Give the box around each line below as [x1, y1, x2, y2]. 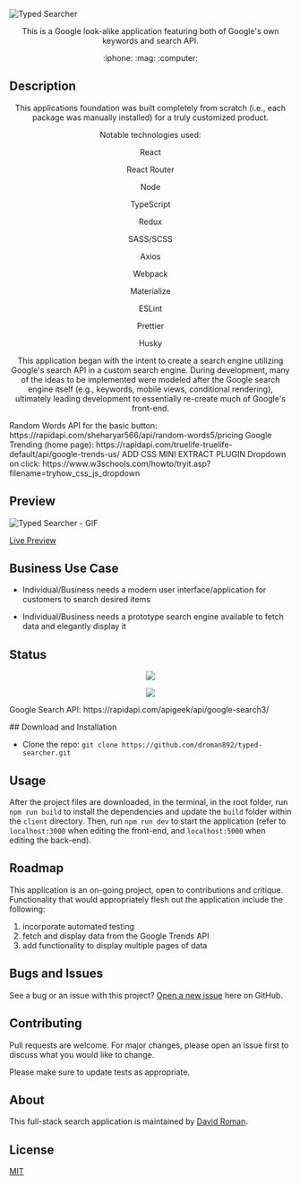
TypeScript [130, 198, 171, 210]
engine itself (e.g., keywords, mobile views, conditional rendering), [28, 384, 273, 394]
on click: [9, 458, 41, 469]
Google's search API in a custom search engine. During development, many [11, 364, 290, 376]
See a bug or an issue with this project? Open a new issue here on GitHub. [9, 990, 284, 1000]
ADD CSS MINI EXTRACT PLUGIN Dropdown [121, 448, 287, 459]
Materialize [129, 285, 172, 296]
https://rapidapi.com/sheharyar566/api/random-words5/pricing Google [9, 429, 272, 440]
